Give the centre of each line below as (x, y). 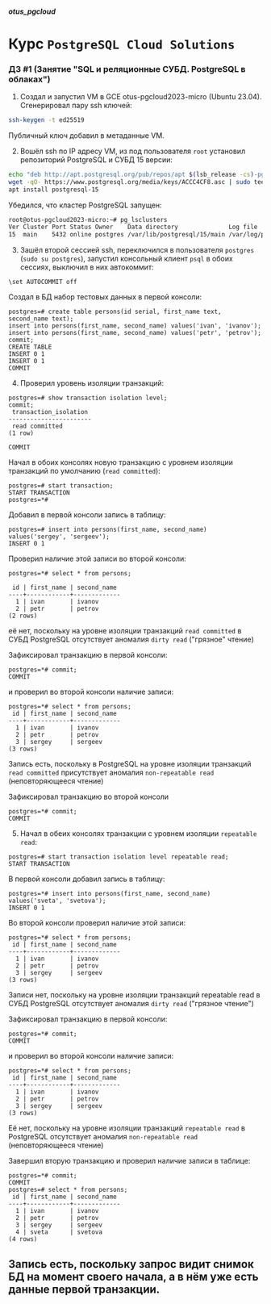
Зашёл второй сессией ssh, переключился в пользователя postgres (137, 250)
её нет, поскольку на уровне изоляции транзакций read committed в (125, 631)
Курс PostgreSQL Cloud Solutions (122, 44)
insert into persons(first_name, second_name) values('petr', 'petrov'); (135, 333)
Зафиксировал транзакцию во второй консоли (89, 797)
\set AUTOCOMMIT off (43, 282)
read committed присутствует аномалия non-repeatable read (111, 773)
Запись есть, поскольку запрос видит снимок (131, 1264)
